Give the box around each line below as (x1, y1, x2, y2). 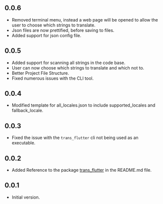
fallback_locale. (11, 108, 44, 113)
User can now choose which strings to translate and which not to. (11, 65, 144, 70)
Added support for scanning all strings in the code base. (11, 60, 126, 66)
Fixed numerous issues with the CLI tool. (11, 75, 94, 81)
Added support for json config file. (11, 32, 82, 38)
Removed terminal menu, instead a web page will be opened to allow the (11, 17, 158, 23)
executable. (11, 140, 36, 146)
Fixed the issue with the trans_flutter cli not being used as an (11, 135, 139, 141)
